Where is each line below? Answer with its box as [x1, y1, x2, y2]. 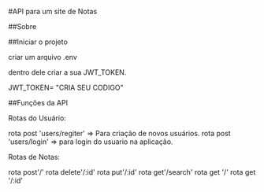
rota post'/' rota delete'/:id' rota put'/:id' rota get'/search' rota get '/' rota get [8, 168, 256, 176]
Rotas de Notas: [8, 153, 61, 161]
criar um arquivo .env [8, 53, 77, 61]
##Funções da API [8, 98, 69, 107]
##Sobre [8, 22, 37, 31]
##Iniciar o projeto [8, 37, 69, 46]
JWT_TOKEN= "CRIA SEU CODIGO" [8, 83, 124, 92]
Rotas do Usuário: [8, 113, 67, 123]
